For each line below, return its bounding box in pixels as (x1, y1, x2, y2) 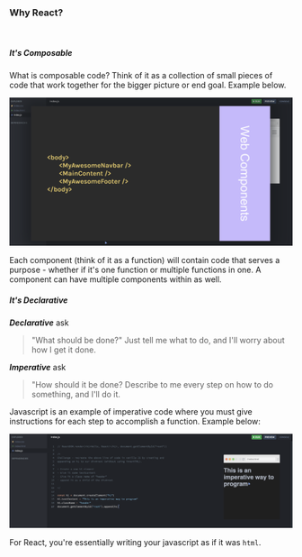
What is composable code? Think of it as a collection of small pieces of (9, 70, 273, 81)
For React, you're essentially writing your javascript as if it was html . (9, 536, 262, 547)
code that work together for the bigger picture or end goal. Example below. (9, 79, 287, 91)
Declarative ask (9, 317, 69, 328)
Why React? (9, 6, 64, 19)
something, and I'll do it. (31, 389, 121, 400)
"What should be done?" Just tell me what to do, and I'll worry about (31, 335, 285, 346)
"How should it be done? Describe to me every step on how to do (31, 379, 274, 390)
